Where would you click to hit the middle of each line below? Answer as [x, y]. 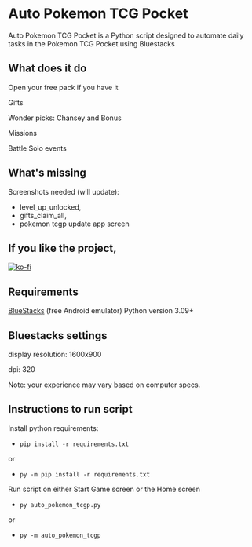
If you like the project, [62, 248]
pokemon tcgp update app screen [74, 224]
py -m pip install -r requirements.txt [85, 474]
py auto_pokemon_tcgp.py [60, 505]
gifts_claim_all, [43, 215]
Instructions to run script [70, 409]
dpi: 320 [22, 369]
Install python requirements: [53, 428]
